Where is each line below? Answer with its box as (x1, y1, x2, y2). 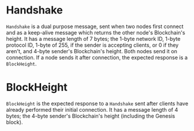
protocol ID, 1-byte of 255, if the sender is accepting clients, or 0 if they (6, 42, 179, 49)
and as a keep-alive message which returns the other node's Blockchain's (6, 29, 185, 36)
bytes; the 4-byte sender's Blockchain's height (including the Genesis (6, 112, 175, 119)
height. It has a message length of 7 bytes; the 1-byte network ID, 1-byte (6, 35, 181, 42)
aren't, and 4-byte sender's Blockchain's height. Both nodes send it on (6, 47, 178, 54)
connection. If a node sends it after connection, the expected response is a (6, 54, 188, 61)
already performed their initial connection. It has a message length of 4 (6, 106, 178, 113)
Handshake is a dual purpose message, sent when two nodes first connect (6, 23, 184, 30)
